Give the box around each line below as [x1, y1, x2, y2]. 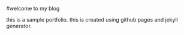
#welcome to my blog [6, 5, 60, 12]
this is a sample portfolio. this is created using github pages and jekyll [6, 16, 179, 23]
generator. [6, 23, 32, 29]
